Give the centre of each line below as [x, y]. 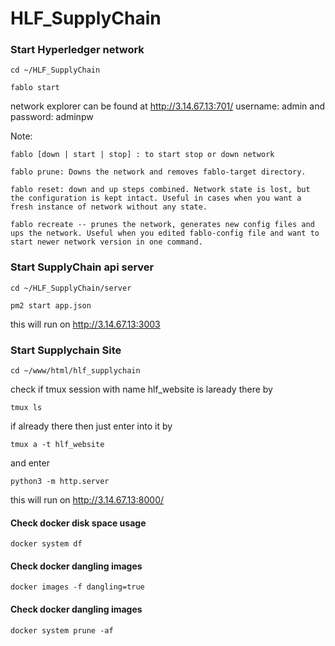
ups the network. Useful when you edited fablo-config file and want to [165, 233]
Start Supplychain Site [66, 350]
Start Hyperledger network [77, 50]
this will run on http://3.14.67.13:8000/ [87, 500]
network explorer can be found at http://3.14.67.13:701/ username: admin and [168, 106]
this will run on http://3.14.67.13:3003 [85, 324]
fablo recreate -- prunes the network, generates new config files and [162, 225]
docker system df [46, 544]
